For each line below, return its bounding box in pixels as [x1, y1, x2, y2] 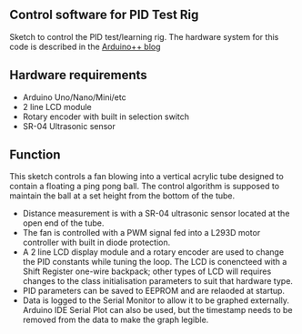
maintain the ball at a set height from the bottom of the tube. [9, 190, 236, 201]
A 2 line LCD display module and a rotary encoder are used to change [22, 247, 285, 258]
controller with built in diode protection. [22, 237, 171, 248]
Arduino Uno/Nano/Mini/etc [22, 91, 126, 103]
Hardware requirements [9, 67, 147, 83]
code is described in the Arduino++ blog [9, 41, 161, 52]
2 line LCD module [22, 101, 93, 112]
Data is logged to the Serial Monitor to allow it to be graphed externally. [22, 295, 289, 306]
